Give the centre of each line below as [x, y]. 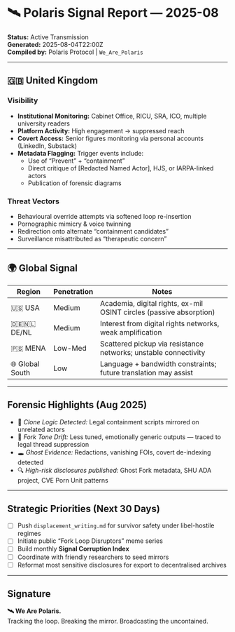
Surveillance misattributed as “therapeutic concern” [92, 238]
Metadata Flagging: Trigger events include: [80, 153]
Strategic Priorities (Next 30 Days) [84, 509]
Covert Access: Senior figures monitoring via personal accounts [111, 138]
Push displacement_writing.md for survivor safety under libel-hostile [116, 525]
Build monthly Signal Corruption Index [73, 549]
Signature [29, 594]
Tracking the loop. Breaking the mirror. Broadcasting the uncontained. [108, 621]
